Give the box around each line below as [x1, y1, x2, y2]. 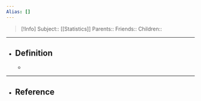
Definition [14, 48, 53, 59]
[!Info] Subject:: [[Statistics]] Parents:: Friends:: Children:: [20, 25, 163, 32]
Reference [14, 87, 55, 97]
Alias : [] [6, 8, 31, 15]
